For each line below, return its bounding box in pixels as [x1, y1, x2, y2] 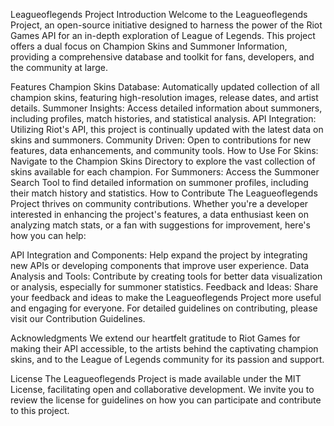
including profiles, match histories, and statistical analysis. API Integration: [10, 113, 317, 124]
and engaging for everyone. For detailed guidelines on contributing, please [10, 302, 318, 314]
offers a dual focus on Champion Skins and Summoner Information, [10, 40, 288, 52]
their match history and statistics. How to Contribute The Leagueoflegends [10, 187, 318, 199]
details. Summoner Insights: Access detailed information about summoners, [10, 102, 323, 114]
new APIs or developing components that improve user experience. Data [10, 260, 310, 271]
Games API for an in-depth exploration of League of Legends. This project [10, 30, 316, 41]
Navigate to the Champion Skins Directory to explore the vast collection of [10, 155, 316, 167]
